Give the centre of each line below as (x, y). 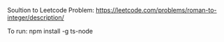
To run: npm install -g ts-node (50, 31)
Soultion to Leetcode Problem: (51, 10)
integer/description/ (36, 17)
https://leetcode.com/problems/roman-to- (157, 10)
